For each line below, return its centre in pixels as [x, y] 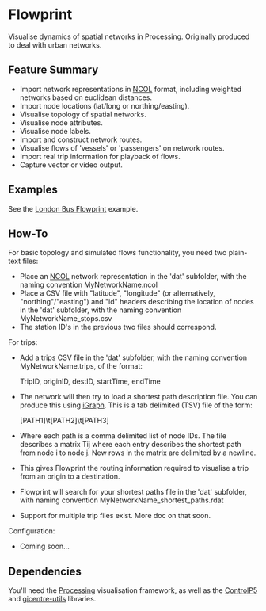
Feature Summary [53, 70]
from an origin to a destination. [70, 476]
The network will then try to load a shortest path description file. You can [139, 397]
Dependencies [45, 571]
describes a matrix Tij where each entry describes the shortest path [130, 445]
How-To [28, 233]
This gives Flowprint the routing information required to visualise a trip [134, 468]
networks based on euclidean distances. [86, 97]
